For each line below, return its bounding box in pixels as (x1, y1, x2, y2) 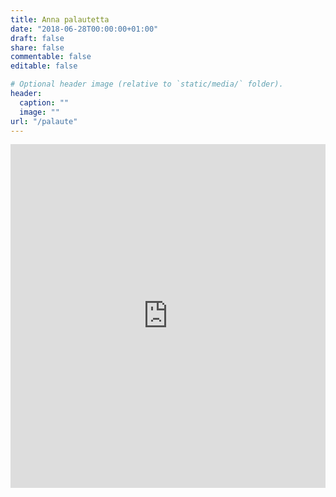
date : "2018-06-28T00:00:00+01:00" (10, 24, 159, 34)
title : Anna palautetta (10, 14, 110, 25)
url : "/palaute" (10, 116, 78, 126)
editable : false (10, 61, 78, 71)
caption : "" (19, 97, 70, 108)
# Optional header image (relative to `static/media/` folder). (10, 79, 284, 90)
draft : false (10, 33, 65, 43)
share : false (10, 42, 65, 53)
